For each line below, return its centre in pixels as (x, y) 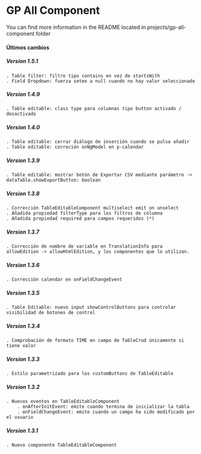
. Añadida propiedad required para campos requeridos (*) (80, 219)
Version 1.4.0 (23, 128)
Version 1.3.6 (23, 265)
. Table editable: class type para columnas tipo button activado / (94, 109)
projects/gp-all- (167, 27)
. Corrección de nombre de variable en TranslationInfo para (85, 247)
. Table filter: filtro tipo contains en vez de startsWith (83, 76)
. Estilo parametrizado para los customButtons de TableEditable (90, 374)
